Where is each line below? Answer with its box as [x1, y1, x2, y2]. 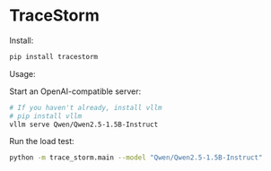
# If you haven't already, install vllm [9, 103, 163, 112]
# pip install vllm [9, 111, 83, 121]
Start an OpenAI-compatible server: [9, 86, 142, 97]
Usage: [9, 68, 36, 79]
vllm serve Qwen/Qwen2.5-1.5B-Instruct [9, 120, 159, 129]
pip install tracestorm [9, 52, 99, 61]
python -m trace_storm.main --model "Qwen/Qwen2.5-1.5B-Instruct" [9, 153, 263, 162]
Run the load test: [9, 136, 74, 147]
